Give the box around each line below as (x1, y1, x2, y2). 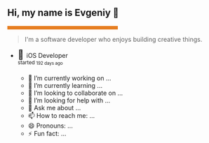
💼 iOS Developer (17, 48, 69, 60)
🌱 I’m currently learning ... (27, 82, 103, 90)
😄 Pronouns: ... (27, 121, 74, 130)
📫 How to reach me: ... (27, 112, 95, 120)
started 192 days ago (17, 59, 63, 66)
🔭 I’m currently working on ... (27, 74, 112, 82)
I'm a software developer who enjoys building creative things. (24, 35, 203, 43)
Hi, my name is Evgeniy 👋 (7, 7, 119, 19)
